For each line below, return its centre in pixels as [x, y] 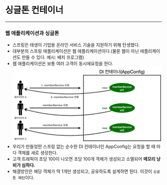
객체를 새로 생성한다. [38, 153]
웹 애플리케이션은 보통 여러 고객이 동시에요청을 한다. [63, 64]
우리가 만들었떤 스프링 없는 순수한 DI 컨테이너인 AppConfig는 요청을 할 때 [84, 147]
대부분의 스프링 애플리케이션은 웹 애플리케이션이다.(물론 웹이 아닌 [76, 51]
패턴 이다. [26, 178]
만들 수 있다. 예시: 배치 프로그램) [53, 57]
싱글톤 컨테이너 [34, 10]
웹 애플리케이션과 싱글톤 [32, 33]
